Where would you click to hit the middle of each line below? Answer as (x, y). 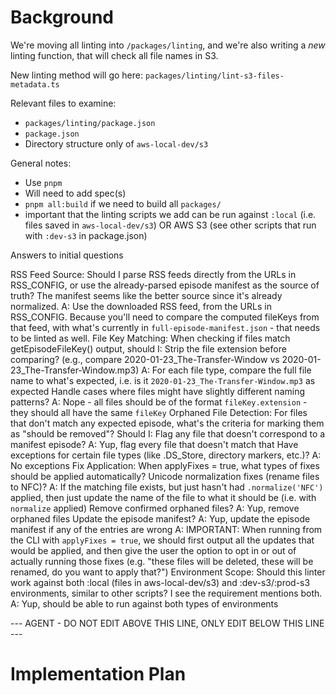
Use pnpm (43, 182)
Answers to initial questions (67, 255)
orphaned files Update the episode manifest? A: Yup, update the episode (160, 518)
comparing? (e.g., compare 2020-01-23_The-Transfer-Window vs (145, 359)
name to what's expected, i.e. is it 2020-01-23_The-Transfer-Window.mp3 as (163, 380)
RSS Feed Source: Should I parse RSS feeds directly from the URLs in (153, 274)
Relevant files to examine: (63, 103)
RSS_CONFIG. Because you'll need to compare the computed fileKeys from (165, 317)
